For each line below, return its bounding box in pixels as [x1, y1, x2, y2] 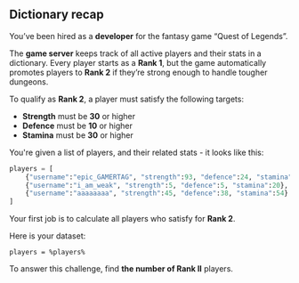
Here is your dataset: [9, 230, 86, 241]
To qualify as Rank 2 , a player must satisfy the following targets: [9, 93, 245, 104]
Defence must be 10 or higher [21, 120, 133, 131]
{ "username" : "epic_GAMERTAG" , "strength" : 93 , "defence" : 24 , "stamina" [25, 173, 293, 182]
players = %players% [9, 248, 86, 257]
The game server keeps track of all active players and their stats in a [9, 48, 262, 59]
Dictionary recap [9, 7, 104, 22]
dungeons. [9, 76, 49, 87]
